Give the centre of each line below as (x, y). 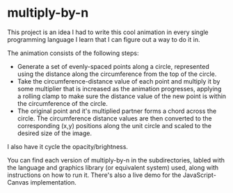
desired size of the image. (55, 133)
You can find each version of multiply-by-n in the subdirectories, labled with (116, 160)
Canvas (18, 182)
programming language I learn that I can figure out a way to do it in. (104, 39)
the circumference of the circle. (62, 103)
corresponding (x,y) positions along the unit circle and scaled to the (114, 125)
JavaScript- (200, 175)
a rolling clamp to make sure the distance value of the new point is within (122, 96)
